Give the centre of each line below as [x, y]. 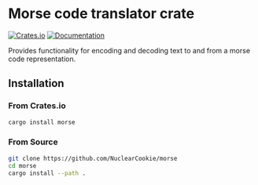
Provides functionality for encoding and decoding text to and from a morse [129, 50]
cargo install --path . [47, 173]
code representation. [42, 59]
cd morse [22, 165]
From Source [33, 142]
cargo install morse [42, 122]
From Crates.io [37, 106]
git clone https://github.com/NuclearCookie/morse [93, 158]
